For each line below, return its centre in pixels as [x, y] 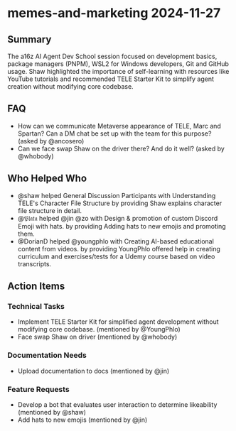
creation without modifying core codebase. [70, 86]
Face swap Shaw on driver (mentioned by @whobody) [97, 337]
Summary [29, 39]
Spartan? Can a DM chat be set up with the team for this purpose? [114, 133]
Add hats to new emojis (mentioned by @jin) [82, 420]
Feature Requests [38, 389]
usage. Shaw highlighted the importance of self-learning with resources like [118, 71]
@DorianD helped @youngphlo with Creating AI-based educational [116, 241]
